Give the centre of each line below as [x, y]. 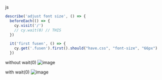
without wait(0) [21, 62]
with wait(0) [17, 72]
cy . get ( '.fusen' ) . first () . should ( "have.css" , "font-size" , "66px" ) [86, 48]
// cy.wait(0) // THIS [38, 30]
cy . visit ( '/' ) [29, 25]
